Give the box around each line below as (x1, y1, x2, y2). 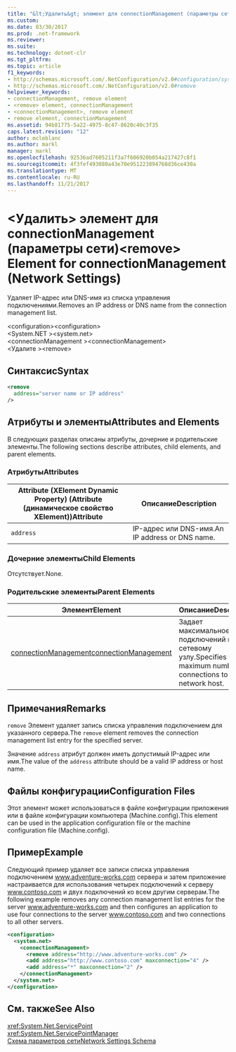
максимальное (178, 626, 230, 636)
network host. (178, 679, 225, 688)
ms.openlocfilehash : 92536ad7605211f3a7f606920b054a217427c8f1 (7, 154, 197, 162)
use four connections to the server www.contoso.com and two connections (7, 910, 226, 918)
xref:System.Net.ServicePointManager (7, 1029, 119, 1037)
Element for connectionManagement (7, 255, 226, 271)
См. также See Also (7, 1003, 95, 1015)
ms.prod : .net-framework (7, 30, 80, 37)
